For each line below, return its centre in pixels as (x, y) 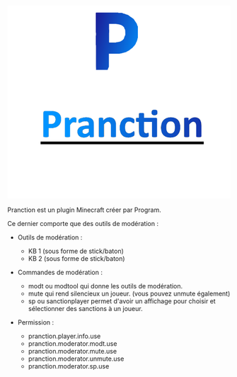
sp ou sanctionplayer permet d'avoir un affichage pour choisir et (122, 301)
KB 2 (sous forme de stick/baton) (76, 259)
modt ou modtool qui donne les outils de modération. (105, 286)
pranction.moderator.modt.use (73, 344)
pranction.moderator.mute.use (73, 351)
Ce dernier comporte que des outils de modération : (83, 224)
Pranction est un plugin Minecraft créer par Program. (84, 210)
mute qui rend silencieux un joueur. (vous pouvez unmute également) (129, 293)
